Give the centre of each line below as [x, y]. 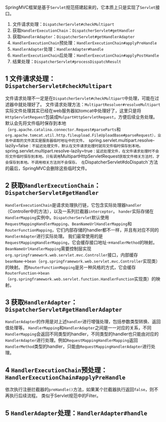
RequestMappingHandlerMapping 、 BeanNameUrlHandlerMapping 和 [69, 224]
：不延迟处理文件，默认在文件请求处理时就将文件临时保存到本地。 [85, 146]
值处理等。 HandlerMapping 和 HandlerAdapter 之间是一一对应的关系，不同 [78, 328]
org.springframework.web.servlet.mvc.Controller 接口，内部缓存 [72, 255]
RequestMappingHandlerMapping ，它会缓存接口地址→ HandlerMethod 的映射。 [81, 242]
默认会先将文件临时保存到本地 [36, 123]
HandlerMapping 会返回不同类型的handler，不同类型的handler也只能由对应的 [82, 334]
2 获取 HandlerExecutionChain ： [53, 186]
